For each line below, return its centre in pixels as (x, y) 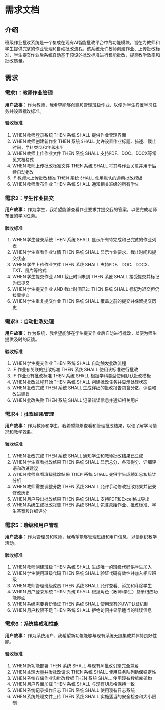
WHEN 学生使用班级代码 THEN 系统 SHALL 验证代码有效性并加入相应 (82, 573)
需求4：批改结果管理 (29, 414)
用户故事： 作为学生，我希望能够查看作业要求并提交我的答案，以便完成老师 (81, 210)
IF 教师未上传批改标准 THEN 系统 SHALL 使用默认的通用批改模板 (77, 178)
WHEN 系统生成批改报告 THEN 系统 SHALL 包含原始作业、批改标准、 (82, 505)
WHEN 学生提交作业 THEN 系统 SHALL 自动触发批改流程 (69, 363)
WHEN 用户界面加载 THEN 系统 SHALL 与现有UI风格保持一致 (73, 684)
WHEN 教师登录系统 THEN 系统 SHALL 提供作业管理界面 (69, 135)
